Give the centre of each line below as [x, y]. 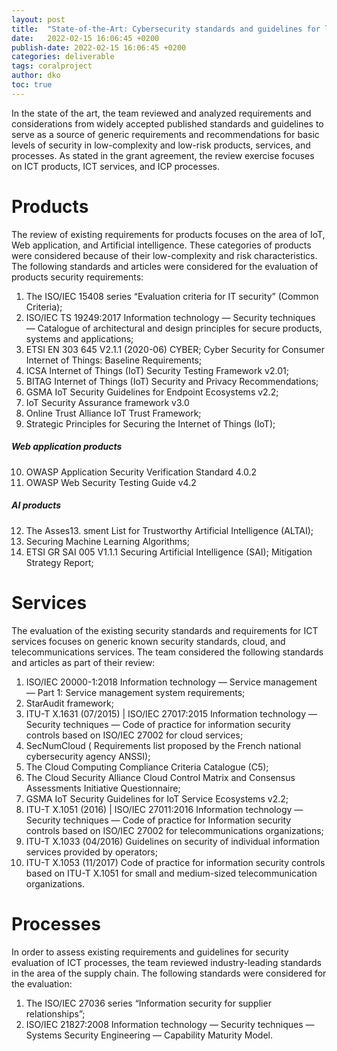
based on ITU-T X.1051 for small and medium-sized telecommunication [171, 873]
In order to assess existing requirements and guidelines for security [150, 952]
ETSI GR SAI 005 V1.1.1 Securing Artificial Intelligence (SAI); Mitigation [169, 552]
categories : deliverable [63, 57]
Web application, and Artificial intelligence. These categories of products [161, 245]
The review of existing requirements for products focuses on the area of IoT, [168, 234]
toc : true [32, 85]
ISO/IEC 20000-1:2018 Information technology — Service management [171, 682]
